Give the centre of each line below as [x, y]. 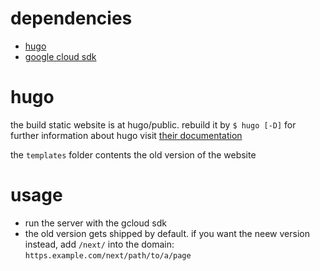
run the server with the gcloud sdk [95, 223]
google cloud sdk [60, 56]
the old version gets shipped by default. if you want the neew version [167, 233]
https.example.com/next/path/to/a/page [108, 255]
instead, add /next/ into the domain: [99, 244]
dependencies [71, 18]
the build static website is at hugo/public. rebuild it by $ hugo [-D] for [153, 124]
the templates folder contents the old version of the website [133, 154]
